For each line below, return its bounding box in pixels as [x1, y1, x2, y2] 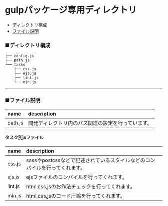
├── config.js [5, 53, 35, 59]
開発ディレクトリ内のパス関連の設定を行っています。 [28, 119, 152, 126]
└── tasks [5, 62, 26, 67]
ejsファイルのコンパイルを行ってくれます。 [26, 173, 127, 180]
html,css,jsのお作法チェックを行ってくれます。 [26, 183, 136, 190]
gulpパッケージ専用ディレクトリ [5, 4, 137, 16]
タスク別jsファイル [5, 134, 44, 140]
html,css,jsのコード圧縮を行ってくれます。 [26, 192, 126, 199]
